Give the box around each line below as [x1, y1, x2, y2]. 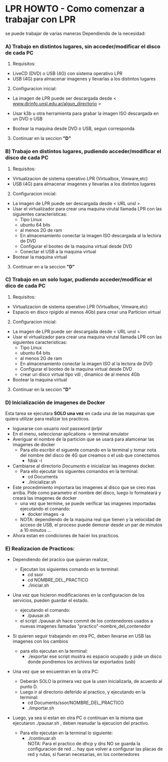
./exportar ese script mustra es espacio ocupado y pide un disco [27, 653, 162, 660]
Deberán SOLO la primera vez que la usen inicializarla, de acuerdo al [20, 678, 162, 684]
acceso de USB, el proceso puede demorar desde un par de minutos [20, 522, 162, 528]
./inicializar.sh [27, 479, 56, 485]
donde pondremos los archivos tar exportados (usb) [27, 659, 136, 665]
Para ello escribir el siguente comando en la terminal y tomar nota [20, 447, 156, 453]
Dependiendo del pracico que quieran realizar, [12, 557, 109, 563]
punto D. [20, 683, 38, 690]
